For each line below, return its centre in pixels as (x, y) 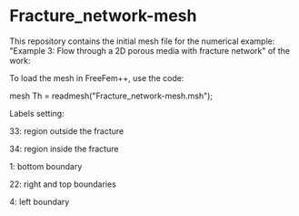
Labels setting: (37, 113)
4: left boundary (40, 201)
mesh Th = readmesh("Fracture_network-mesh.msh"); (111, 96)
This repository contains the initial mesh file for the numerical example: (142, 41)
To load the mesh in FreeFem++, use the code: (97, 77)
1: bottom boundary (46, 166)
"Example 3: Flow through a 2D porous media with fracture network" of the (150, 50)
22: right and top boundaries (63, 184)
